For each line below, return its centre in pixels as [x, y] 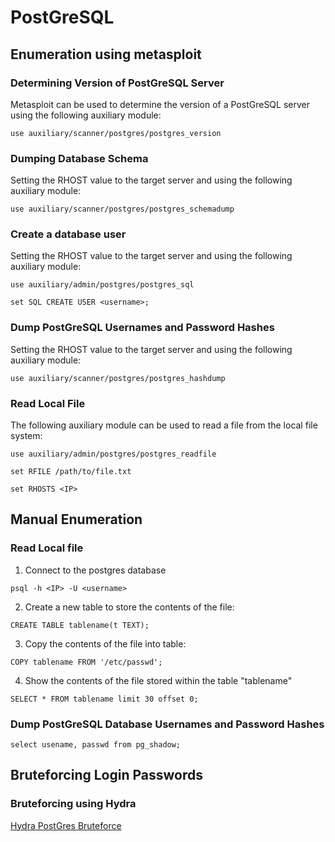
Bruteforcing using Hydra [73, 804]
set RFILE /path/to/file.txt [71, 472]
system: [26, 436]
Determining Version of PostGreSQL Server [117, 83]
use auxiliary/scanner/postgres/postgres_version [116, 133]
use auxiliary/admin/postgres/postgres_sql [102, 285]
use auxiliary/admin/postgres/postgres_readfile [113, 454]
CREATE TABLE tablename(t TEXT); [80, 625]
